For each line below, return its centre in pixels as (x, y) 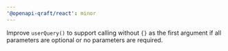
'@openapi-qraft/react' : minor (51, 13)
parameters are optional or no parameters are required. (85, 40)
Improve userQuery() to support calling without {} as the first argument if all (114, 33)
